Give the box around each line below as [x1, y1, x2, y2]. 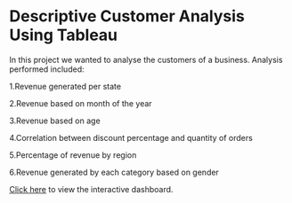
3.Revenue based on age [9, 115, 101, 126]
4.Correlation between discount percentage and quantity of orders [9, 132, 254, 143]
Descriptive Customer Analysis [9, 6, 245, 27]
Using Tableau [9, 25, 118, 45]
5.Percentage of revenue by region [9, 149, 137, 160]
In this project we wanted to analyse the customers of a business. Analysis [9, 54, 283, 65]
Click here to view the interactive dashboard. [9, 183, 174, 194]
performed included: [9, 64, 85, 74]
